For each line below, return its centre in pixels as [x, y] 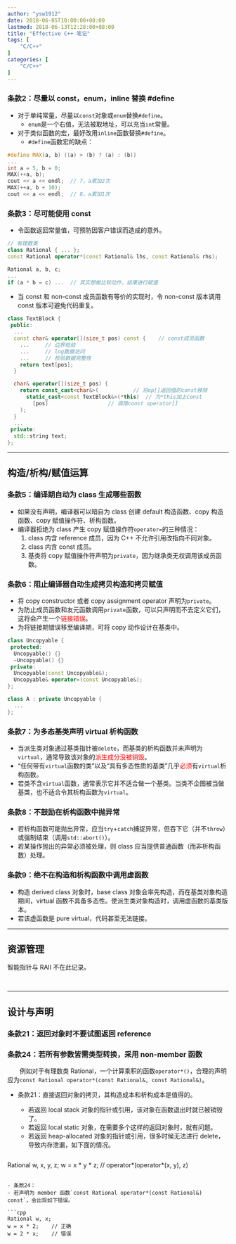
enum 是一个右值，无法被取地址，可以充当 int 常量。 [100, 124]
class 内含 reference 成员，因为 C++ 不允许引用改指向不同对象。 [122, 538]
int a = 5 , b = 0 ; [34, 168]
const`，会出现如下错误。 [40, 1200]
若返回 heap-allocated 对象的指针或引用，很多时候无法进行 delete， [126, 1136]
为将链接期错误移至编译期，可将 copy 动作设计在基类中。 [100, 628]
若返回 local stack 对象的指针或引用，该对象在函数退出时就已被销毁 [125, 1110]
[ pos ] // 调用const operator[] [105, 403]
